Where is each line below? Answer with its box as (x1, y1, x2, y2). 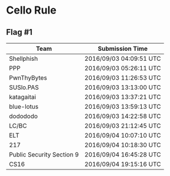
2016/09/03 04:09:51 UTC (84, 54, 161, 63)
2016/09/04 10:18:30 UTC (84, 141, 161, 149)
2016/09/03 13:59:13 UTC (84, 103, 161, 110)
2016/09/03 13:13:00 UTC (84, 83, 161, 92)
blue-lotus (9, 103, 39, 110)
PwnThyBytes (9, 74, 47, 82)
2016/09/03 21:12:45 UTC (84, 122, 161, 130)
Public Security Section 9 (9, 151, 79, 158)
